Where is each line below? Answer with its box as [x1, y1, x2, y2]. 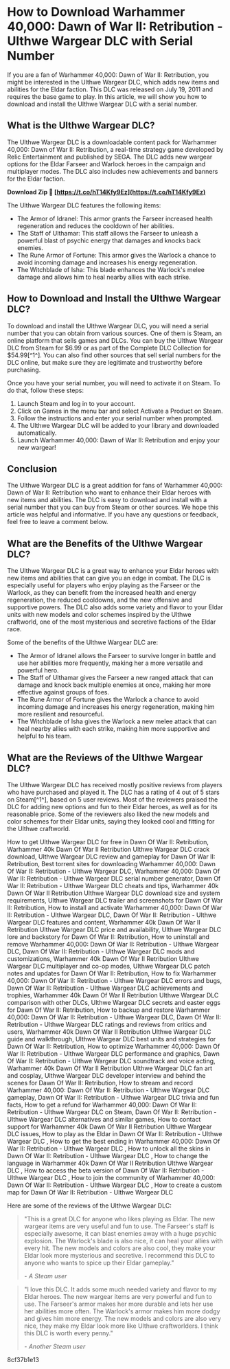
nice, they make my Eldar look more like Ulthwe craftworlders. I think [23, 1322, 218, 1330]
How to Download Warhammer [7, 4, 185, 20]
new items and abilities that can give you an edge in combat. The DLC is [7, 574, 211, 582]
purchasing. [7, 365, 41, 374]
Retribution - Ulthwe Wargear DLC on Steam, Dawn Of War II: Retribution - [7, 1108, 217, 1116]
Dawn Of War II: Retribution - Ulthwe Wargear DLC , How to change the [7, 1152, 208, 1159]
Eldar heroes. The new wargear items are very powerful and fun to [23, 1293, 213, 1300]
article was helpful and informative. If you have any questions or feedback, [7, 510, 218, 519]
